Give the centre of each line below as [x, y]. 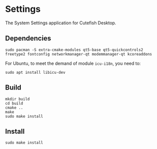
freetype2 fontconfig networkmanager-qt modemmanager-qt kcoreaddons [79, 54]
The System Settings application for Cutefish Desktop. [61, 23]
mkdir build [17, 99]
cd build [14, 103]
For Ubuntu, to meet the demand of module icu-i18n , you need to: [73, 63]
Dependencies [28, 38]
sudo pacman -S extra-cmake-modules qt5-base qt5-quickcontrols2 [74, 50]
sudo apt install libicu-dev [35, 72]
